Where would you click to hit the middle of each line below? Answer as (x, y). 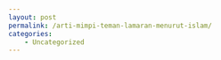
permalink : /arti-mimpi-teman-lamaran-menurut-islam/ (110, 26)
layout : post (33, 17)
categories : (30, 34)
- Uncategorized (55, 42)
